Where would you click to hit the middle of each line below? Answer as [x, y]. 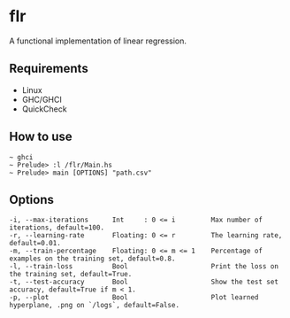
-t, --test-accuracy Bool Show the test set [144, 282]
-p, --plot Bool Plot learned [134, 298]
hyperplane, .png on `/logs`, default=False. [94, 306]
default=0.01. [35, 244]
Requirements [49, 69]
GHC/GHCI [42, 99]
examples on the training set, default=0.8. [92, 259]
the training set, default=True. [71, 275]
